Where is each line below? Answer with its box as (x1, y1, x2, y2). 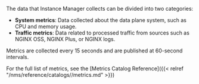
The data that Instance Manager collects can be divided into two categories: (6, 5, 194, 12)
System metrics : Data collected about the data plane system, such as (14, 17, 186, 23)
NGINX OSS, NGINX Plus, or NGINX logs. (14, 36, 116, 42)
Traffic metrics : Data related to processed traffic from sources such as (14, 29, 189, 36)
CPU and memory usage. (14, 23, 77, 30)
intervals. (6, 54, 29, 60)
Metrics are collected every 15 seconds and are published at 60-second (6, 47, 183, 54)
